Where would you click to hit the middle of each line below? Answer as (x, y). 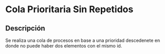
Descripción (25, 28)
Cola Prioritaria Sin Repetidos (69, 9)
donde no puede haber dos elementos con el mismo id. (64, 46)
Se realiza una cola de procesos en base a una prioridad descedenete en (83, 40)
